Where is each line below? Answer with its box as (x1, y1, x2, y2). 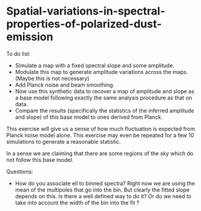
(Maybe (15, 75, 35, 82)
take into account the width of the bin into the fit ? (15, 199, 140, 206)
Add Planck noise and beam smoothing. (15, 81, 115, 89)
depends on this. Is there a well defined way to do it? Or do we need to (15, 192, 192, 199)
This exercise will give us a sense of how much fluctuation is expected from (6, 125, 196, 132)
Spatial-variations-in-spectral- (6, 4, 165, 18)
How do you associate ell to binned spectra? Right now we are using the (15, 179, 196, 187)
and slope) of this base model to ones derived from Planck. (15, 113, 163, 121)
